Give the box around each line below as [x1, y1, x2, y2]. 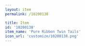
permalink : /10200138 [5, 12, 49, 16]
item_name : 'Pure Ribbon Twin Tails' [5, 30, 81, 34]
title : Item [5, 20, 29, 25]
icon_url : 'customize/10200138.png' [5, 34, 79, 39]
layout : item [5, 7, 31, 12]
